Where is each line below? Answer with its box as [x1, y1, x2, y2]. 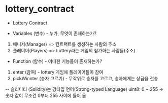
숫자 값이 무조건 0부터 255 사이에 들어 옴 [5, 92, 86, 98]
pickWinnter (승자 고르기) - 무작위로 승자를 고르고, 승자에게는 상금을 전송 [12, 75, 158, 81]
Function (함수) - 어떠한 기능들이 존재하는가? [12, 58, 103, 64]
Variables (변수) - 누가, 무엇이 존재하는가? [12, 30, 96, 36]
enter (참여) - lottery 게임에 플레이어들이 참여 [12, 69, 104, 75]
